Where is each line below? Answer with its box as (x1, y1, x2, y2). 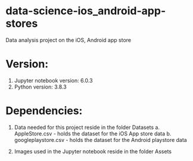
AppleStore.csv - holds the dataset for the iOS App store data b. (14, 130, 172, 137)
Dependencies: (5, 104, 83, 118)
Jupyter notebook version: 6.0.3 (14, 77, 93, 84)
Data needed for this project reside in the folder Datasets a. (14, 124, 160, 131)
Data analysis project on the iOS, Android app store (5, 36, 132, 43)
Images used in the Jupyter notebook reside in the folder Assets (14, 147, 172, 155)
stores (5, 17, 38, 30)
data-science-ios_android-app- (5, 4, 166, 18)
